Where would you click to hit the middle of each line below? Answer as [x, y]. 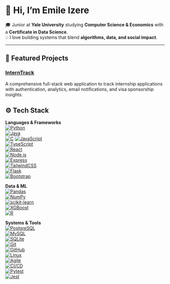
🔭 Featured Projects [37, 58]
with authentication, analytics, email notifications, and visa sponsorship [80, 89]
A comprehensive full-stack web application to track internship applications [84, 84]
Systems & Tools [23, 223]
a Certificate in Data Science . [37, 32]
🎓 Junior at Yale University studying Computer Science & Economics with [84, 24]
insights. [14, 94]
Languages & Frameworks [33, 123]
